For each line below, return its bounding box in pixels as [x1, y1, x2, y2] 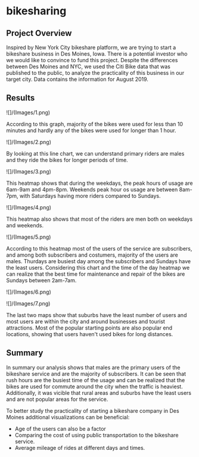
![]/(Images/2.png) [6, 138, 52, 145]
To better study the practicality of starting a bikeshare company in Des [6, 407, 180, 414]
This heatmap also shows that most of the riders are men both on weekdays [6, 215, 193, 223]
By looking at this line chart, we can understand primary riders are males [6, 150, 185, 157]
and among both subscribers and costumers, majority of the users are [6, 251, 179, 258]
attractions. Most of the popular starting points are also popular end [6, 324, 173, 331]
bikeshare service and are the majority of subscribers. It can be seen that [6, 370, 186, 377]
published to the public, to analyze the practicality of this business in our [6, 69, 185, 76]
